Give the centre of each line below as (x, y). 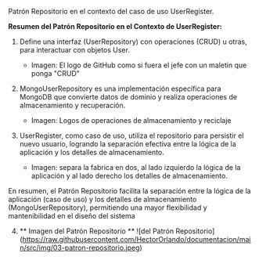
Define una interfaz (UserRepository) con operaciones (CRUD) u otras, (133, 42)
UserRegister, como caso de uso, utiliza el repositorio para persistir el (131, 135)
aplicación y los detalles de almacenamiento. (92, 152)
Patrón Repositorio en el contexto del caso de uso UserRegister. (111, 11)
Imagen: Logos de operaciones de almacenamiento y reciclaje (131, 120)
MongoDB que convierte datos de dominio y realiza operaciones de (128, 97)
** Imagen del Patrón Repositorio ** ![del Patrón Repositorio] (117, 231)
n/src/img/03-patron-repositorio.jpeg (79, 247)
